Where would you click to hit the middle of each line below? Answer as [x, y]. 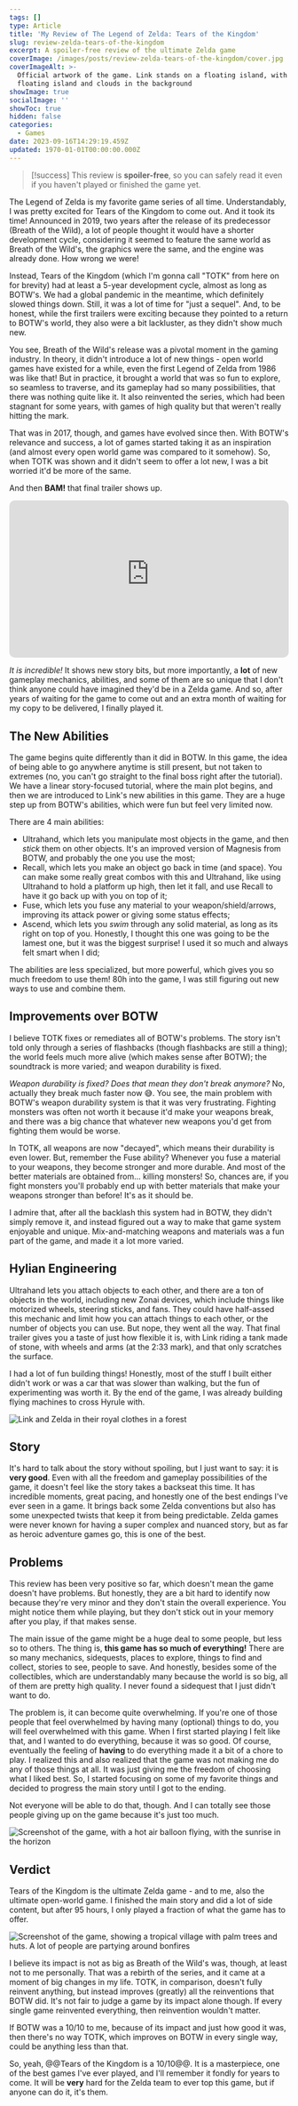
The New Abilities [59, 736]
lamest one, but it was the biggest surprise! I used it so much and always [155, 942]
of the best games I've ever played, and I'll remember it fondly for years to [145, 2073]
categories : [31, 125]
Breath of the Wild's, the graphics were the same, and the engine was [137, 249]
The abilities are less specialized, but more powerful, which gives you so [142, 969]
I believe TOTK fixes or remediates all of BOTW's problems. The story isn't [145, 1037]
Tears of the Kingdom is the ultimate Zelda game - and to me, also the [137, 1891]
